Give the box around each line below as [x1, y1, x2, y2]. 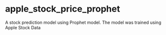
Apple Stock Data [5, 24, 41, 30]
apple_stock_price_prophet [5, 3, 120, 15]
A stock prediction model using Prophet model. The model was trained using [5, 19, 162, 25]
